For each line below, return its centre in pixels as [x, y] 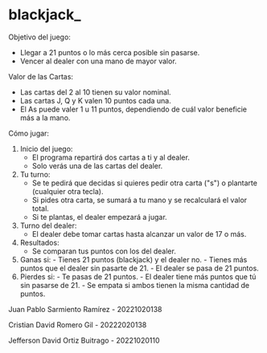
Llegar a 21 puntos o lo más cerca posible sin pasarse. [110, 52]
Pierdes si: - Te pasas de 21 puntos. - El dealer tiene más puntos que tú [138, 276]
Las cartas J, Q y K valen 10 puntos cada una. [95, 100]
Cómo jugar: [29, 133]
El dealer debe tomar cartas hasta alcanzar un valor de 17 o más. [139, 233]
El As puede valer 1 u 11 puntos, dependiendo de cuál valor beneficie [133, 109]
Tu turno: [35, 174]
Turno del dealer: [48, 225]
